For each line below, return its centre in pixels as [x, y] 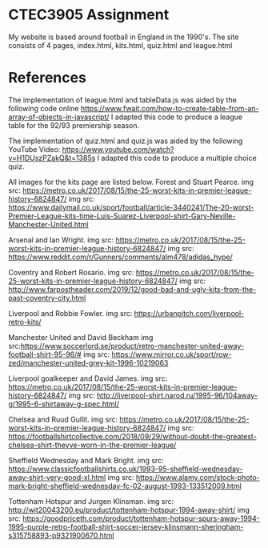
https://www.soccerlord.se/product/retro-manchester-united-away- [132, 346]
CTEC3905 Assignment [89, 15]
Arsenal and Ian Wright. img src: [61, 240]
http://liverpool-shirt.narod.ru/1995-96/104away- [178, 395]
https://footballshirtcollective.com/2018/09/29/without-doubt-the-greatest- [133, 436]
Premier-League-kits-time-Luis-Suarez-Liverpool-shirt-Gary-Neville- [122, 216]
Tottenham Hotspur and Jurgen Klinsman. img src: [91, 501]
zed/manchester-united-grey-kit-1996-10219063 [88, 362]
